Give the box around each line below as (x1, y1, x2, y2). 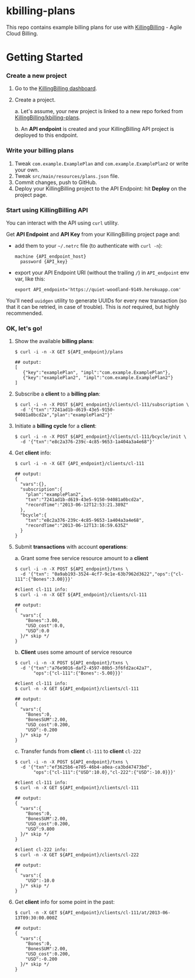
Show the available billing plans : (14, 338, 94, 345)
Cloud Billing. (6, 29, 38, 37)
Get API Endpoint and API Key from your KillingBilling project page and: (6, 231, 181, 238)
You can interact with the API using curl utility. (6, 219, 119, 226)
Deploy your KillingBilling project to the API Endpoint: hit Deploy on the (14, 185, 187, 192)
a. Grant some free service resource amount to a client (14, 555, 148, 562)
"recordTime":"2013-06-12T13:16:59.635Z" (25, 523, 128, 529)
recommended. (6, 309, 43, 317)
